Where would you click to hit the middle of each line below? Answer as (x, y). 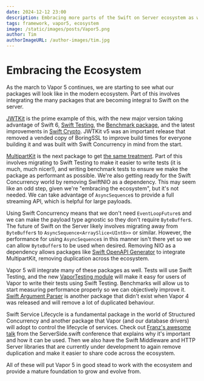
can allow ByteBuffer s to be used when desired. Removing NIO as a (91, 245)
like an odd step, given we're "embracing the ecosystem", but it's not (93, 188)
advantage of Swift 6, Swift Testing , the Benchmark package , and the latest (101, 125)
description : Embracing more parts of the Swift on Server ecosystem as (100, 18)
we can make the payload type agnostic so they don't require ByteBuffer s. (100, 219)
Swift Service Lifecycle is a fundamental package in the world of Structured (101, 314)
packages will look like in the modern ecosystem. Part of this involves (93, 93)
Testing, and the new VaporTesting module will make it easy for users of (96, 276)
